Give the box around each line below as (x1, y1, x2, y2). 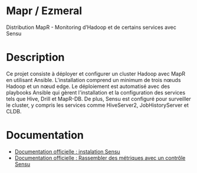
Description (6, 51, 65, 64)
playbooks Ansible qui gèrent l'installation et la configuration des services (6, 89, 186, 96)
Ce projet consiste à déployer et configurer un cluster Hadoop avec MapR (6, 70, 186, 77)
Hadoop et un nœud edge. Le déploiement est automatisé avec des (6, 83, 170, 90)
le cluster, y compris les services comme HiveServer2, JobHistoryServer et (6, 102, 189, 109)
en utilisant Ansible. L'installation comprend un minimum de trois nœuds (6, 76, 181, 83)
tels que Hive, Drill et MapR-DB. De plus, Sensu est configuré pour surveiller (6, 95, 191, 102)
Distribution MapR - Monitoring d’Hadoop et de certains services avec (6, 24, 177, 31)
